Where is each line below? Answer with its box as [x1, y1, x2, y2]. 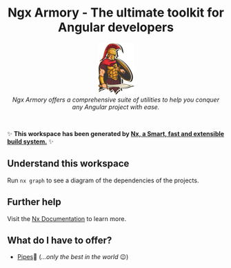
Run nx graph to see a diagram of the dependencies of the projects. [7, 176, 199, 184]
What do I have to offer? [7, 234, 112, 246]
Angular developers [57, 19, 174, 35]
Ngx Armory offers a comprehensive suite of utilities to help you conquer [12, 95, 219, 104]
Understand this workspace [7, 157, 130, 170]
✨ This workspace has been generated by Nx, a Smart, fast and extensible [7, 129, 225, 137]
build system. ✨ [7, 137, 54, 146]
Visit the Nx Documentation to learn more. [7, 214, 126, 222]
